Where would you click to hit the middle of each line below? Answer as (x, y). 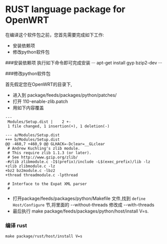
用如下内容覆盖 (28, 108)
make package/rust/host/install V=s (44, 236)
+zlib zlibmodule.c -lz (30, 166)
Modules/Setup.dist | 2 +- (39, 122)
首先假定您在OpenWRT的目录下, (39, 84)
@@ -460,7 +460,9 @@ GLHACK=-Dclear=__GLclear (55, 144)
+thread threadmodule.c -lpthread (42, 175)
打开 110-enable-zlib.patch (40, 101)
